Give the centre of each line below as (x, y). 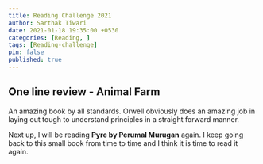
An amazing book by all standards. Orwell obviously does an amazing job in (132, 111)
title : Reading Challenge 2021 (60, 15)
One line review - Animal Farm (84, 92)
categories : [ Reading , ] (49, 38)
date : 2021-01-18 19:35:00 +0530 (64, 30)
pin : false (26, 52)
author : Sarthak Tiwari (48, 23)
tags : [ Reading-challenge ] (53, 45)
